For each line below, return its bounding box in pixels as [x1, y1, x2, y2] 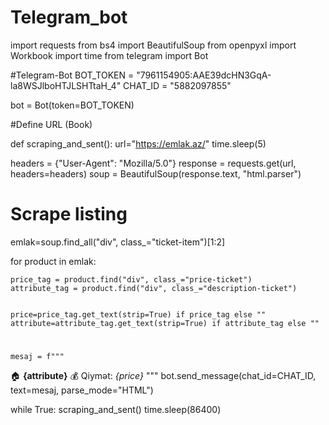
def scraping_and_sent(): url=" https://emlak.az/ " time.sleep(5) [10, 137, 267, 150]
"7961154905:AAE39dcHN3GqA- [136, 69, 272, 81]
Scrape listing [10, 203, 128, 226]
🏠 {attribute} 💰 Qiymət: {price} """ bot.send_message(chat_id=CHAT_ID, [10, 370, 317, 382]
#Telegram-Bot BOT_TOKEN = [10, 69, 135, 81]
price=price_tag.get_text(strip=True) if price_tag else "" [10, 309, 267, 320]
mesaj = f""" [10, 352, 65, 362]
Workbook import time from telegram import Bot [10, 49, 209, 61]
